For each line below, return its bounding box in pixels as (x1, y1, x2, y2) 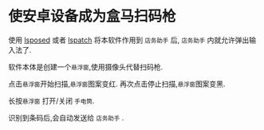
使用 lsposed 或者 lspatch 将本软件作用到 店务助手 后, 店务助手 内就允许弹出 (8, 35, 250, 45)
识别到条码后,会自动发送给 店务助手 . (8, 112, 124, 122)
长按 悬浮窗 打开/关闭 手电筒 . (8, 96, 95, 105)
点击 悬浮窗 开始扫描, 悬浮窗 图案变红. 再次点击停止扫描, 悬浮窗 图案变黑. (8, 79, 226, 89)
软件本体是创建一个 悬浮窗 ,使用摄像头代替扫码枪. (8, 61, 164, 72)
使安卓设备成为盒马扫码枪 (8, 7, 177, 26)
